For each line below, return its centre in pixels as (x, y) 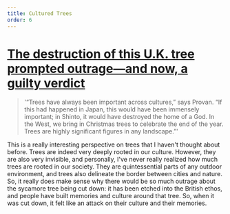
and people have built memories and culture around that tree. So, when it (111, 196)
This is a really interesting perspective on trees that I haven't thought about (114, 145)
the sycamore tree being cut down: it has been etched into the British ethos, (115, 189)
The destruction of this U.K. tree (101, 54)
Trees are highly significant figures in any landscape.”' (101, 131)
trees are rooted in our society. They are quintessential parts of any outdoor (115, 167)
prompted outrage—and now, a (97, 68)
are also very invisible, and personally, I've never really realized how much (113, 160)
